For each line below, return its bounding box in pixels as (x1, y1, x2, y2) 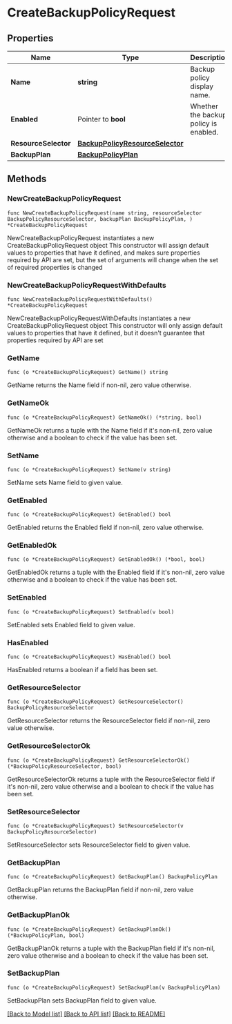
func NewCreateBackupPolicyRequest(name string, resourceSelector (7, 209, 202, 217)
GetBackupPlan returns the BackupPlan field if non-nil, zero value (7, 885, 194, 894)
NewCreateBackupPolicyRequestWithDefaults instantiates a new (7, 314, 191, 322)
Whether (190, 101, 219, 111)
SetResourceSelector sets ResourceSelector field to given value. (7, 840, 191, 849)
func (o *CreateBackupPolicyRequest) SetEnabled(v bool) (7, 609, 175, 616)
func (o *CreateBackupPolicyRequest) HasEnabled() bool (7, 653, 171, 660)
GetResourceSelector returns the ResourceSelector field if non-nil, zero (7, 716, 211, 725)
